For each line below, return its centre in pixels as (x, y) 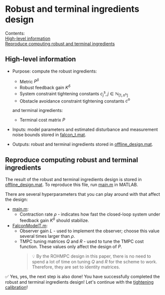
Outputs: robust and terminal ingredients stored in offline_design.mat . (83, 145)
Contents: (15, 33)
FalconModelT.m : (30, 225)
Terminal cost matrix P (42, 120)
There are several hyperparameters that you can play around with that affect (82, 194)
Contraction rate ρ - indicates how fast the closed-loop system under (90, 214)
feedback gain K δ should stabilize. (54, 220)
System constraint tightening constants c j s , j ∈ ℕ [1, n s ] (74, 94)
